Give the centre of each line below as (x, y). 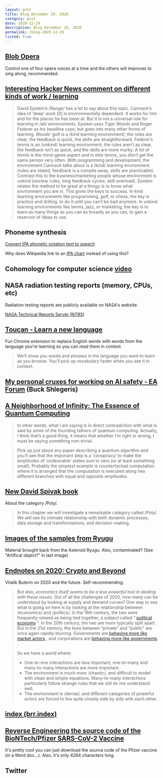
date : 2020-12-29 (23, 23)
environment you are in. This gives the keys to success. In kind (80, 191)
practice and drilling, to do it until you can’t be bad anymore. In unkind (87, 201)
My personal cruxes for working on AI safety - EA (81, 382)
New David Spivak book (42, 491)
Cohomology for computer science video (69, 269)
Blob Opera (22, 57)
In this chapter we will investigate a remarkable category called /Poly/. (87, 513)
